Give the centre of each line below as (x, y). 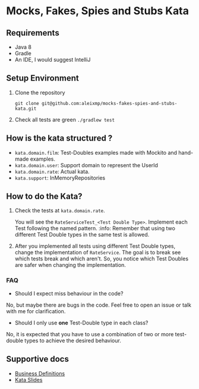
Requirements (33, 33)
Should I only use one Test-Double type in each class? (81, 323)
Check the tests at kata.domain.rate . (60, 211)
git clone (27, 103)
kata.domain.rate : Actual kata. (52, 171)
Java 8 (23, 47)
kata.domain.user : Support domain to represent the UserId (86, 165)
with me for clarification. (36, 311)
